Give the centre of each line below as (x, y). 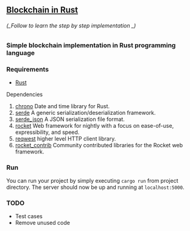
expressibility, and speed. (47, 132)
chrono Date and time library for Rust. (62, 106)
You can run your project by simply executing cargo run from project (92, 181)
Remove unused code (42, 223)
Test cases (29, 216)
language (21, 53)
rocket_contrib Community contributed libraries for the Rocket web (99, 145)
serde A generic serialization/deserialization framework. (86, 112)
